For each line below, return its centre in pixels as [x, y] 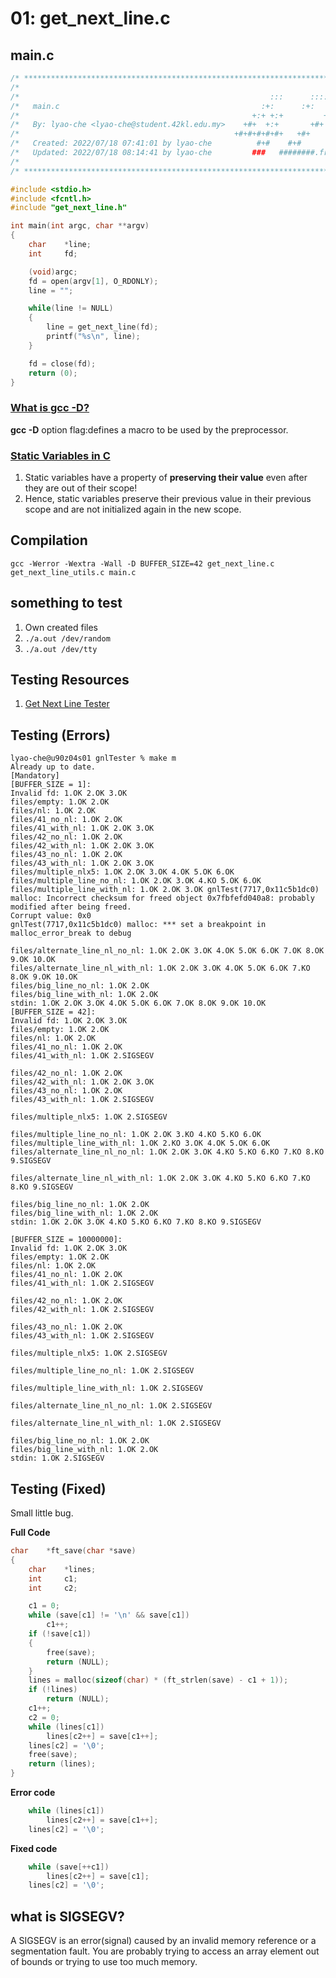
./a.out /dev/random [67, 638]
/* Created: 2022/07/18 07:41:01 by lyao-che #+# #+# [156, 143]
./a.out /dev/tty [61, 649]
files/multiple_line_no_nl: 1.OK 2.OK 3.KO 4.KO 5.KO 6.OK [136, 1135]
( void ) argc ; [53, 272]
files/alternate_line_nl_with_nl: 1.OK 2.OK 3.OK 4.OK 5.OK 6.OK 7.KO [160, 968]
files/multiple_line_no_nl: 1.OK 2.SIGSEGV [102, 1371]
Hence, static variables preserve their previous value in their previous [168, 498]
